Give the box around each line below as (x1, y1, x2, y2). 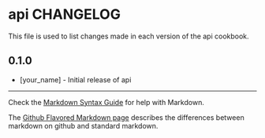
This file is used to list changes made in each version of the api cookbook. (8, 31, 250, 41)
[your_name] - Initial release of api (19, 74, 132, 84)
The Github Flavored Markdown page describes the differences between (8, 112, 244, 122)
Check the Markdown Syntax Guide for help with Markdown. (8, 97, 205, 107)
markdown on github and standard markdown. (8, 121, 159, 130)
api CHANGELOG (8, 5, 121, 24)
